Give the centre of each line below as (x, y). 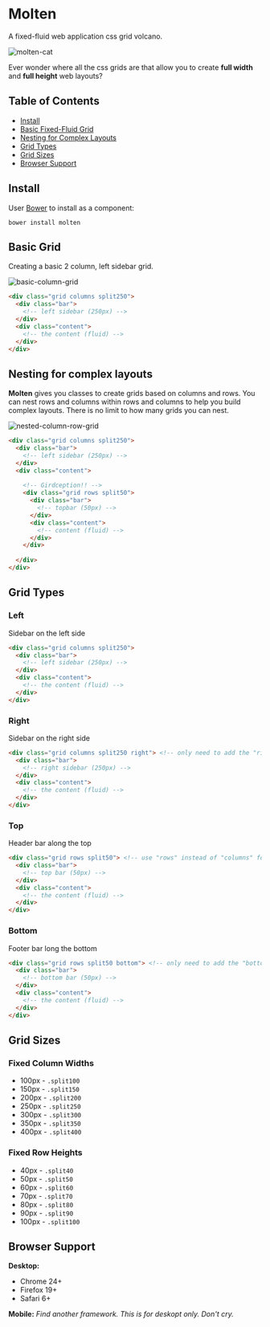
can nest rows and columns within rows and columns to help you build (125, 402)
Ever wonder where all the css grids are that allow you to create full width (131, 67)
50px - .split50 (47, 1178)
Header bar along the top (50, 843)
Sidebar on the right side (49, 738)
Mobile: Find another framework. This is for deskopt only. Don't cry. (121, 1314)
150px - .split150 (50, 1089)
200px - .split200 (51, 1098)
